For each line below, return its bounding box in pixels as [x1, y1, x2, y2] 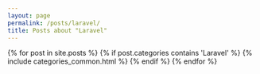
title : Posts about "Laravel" [7, 26, 108, 34]
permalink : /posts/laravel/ [7, 19, 101, 27]
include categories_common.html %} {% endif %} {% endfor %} [7, 56, 218, 66]
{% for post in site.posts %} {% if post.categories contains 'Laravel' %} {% [7, 49, 253, 58]
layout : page [7, 11, 51, 20]
